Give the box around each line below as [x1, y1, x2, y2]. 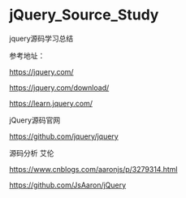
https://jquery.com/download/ [9, 83, 110, 93]
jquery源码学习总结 [9, 33, 74, 43]
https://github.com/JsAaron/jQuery [9, 180, 127, 190]
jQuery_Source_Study [9, 6, 159, 24]
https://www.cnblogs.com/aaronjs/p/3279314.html [9, 164, 178, 174]
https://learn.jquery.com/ [9, 98, 93, 108]
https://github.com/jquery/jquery [9, 131, 119, 141]
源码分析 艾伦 [9, 148, 54, 157]
